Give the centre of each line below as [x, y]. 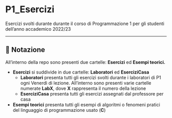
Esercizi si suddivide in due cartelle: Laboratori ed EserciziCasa [81, 72]
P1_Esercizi [30, 9]
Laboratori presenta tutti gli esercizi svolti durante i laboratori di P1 [91, 77]
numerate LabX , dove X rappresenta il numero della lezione [83, 88]
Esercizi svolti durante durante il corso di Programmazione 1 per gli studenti [85, 23]
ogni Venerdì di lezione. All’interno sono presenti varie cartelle [86, 83]
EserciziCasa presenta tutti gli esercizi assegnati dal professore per [92, 93]
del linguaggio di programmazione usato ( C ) [59, 110]
